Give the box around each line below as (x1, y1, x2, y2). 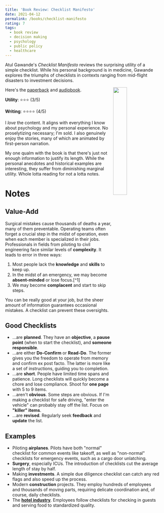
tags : (5, 26, 16, 30)
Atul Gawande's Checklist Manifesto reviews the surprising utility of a (5, 62, 145, 68)
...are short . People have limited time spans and (12, 371, 109, 377)
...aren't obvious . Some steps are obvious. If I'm (12, 392, 110, 398)
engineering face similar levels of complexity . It (5, 246, 102, 253)
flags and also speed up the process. (12, 476, 87, 482)
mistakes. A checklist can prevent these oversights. (5, 307, 109, 313)
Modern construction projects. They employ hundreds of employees (12, 482, 152, 487)
